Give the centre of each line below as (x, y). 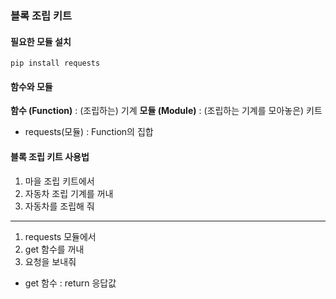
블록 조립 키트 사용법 (50, 156)
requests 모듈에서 (60, 236)
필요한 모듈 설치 (41, 41)
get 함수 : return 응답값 (70, 283)
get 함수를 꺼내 (54, 249)
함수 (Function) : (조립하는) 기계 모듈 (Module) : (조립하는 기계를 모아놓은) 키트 (166, 111)
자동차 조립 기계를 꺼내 (69, 193)
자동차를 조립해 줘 (59, 206)
